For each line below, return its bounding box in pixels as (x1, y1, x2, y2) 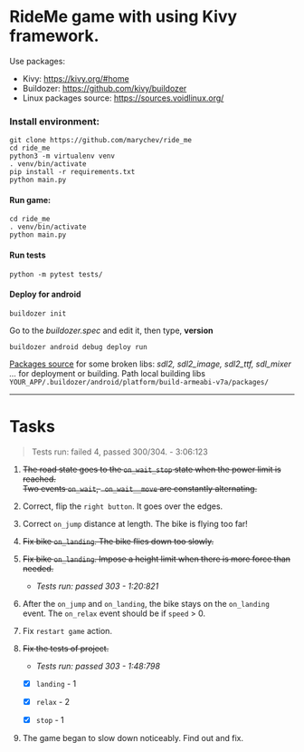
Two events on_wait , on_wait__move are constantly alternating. (22, 483, 258, 493)
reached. (22, 474, 57, 484)
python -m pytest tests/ (9, 269, 103, 278)
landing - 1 (35, 678, 77, 689)
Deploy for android (9, 288, 81, 300)
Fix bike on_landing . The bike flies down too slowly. (22, 535, 214, 546)
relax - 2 (35, 696, 71, 707)
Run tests (9, 249, 46, 260)
